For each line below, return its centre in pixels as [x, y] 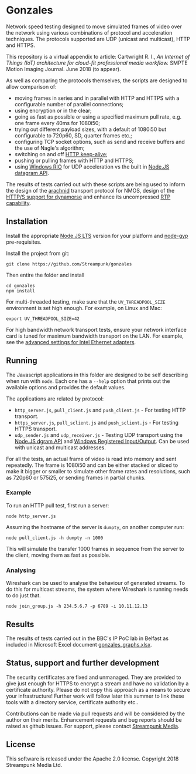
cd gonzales [20, 285]
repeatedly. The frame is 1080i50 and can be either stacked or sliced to [92, 465]
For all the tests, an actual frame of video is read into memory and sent [91, 459]
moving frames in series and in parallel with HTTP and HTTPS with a [97, 98]
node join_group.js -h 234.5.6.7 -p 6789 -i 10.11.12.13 [77, 606]
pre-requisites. [24, 242]
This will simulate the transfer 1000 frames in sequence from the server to [95, 548]
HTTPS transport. [36, 429]
